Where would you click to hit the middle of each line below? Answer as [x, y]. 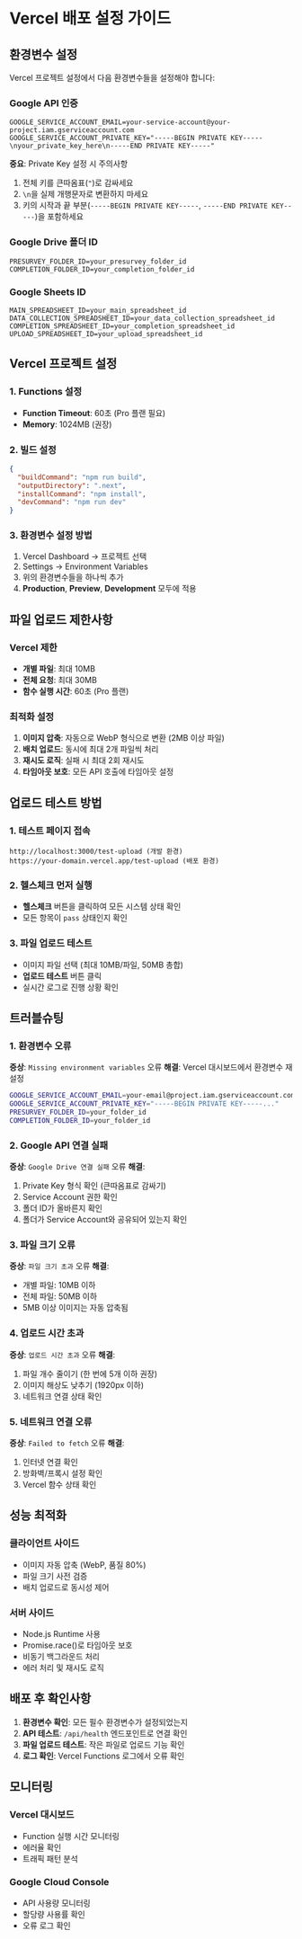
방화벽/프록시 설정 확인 [62, 1473]
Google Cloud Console [59, 1882]
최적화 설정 [32, 717]
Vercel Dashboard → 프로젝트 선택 [84, 556]
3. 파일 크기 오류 [43, 1245]
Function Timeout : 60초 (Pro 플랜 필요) [94, 413]
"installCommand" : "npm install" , [82, 494]
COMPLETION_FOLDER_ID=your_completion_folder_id [102, 269]
